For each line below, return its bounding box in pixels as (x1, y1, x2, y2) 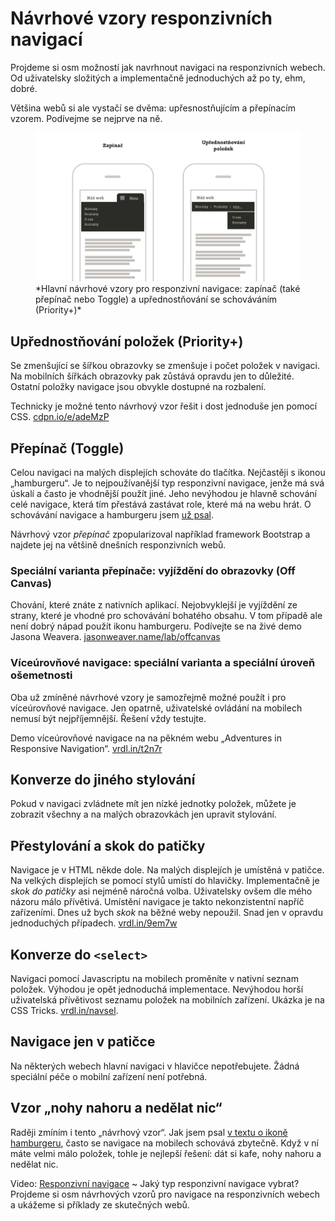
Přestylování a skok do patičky (10, 837, 206, 854)
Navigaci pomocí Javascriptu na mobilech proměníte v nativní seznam (10, 973, 299, 985)
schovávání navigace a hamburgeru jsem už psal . (10, 509, 214, 521)
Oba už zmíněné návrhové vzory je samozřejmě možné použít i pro (10, 691, 287, 703)
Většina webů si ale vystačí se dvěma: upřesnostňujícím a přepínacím (10, 102, 296, 114)
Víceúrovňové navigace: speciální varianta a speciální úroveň (10, 656, 316, 670)
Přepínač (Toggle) (10, 440, 125, 457)
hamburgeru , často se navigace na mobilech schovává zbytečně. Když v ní (10, 1137, 319, 1149)
